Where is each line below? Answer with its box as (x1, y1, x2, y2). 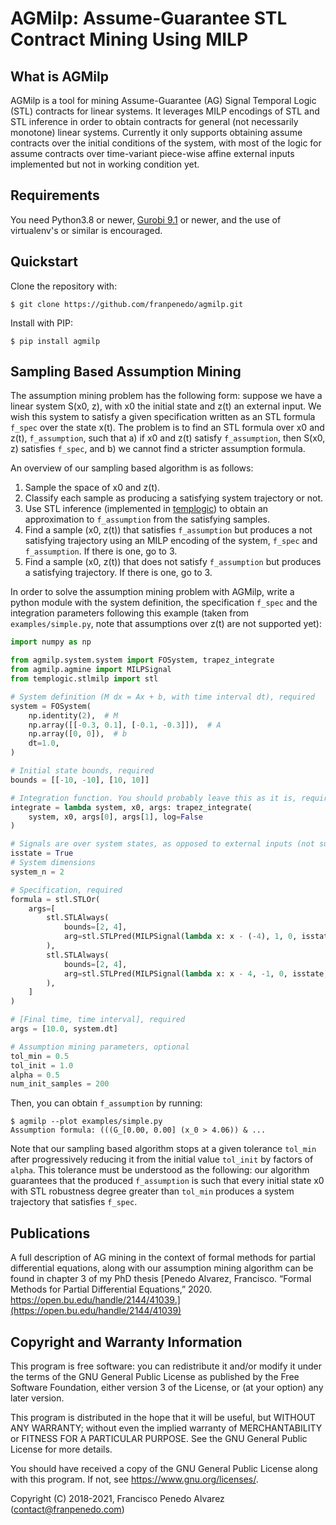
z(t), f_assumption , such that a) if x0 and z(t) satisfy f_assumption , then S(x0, (10, 432, 326, 444)
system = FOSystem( (10, 701, 92, 711)
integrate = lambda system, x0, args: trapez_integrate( (10, 802, 253, 812)
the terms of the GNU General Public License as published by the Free (10, 1370, 300, 1382)
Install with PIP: (10, 317, 73, 329)
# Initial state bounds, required (10, 766, 155, 776)
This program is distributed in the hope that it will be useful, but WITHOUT (10, 1411, 316, 1423)
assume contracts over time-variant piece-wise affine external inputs (10, 148, 295, 159)
